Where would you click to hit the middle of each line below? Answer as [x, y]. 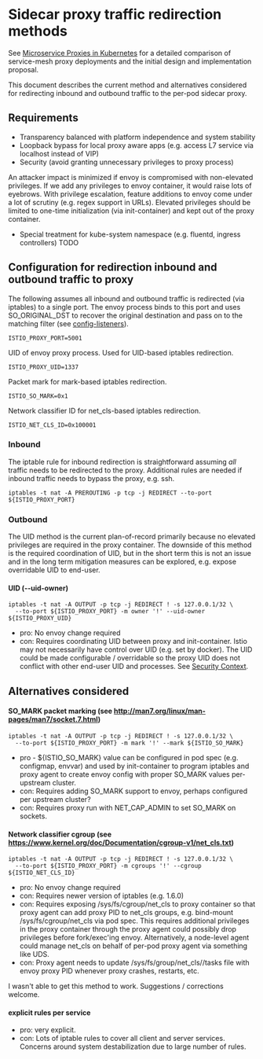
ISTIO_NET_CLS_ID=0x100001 [52, 425]
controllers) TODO [49, 242]
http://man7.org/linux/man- [160, 711]
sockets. [33, 816]
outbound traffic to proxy [71, 279]
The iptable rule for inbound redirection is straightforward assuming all [122, 461]
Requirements [43, 118]
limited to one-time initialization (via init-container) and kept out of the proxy [131, 211]
